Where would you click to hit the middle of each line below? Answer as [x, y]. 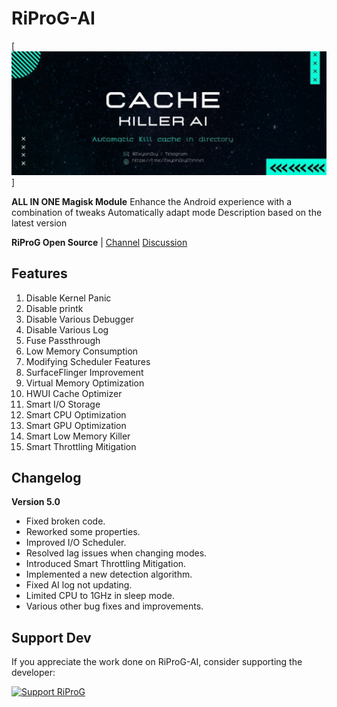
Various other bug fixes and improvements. [114, 606]
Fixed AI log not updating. [79, 585]
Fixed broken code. [65, 521]
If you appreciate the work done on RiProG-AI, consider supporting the [157, 662]
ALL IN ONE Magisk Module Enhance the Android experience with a [152, 201]
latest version [39, 223]
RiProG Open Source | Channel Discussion [99, 242]
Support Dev [51, 637]
